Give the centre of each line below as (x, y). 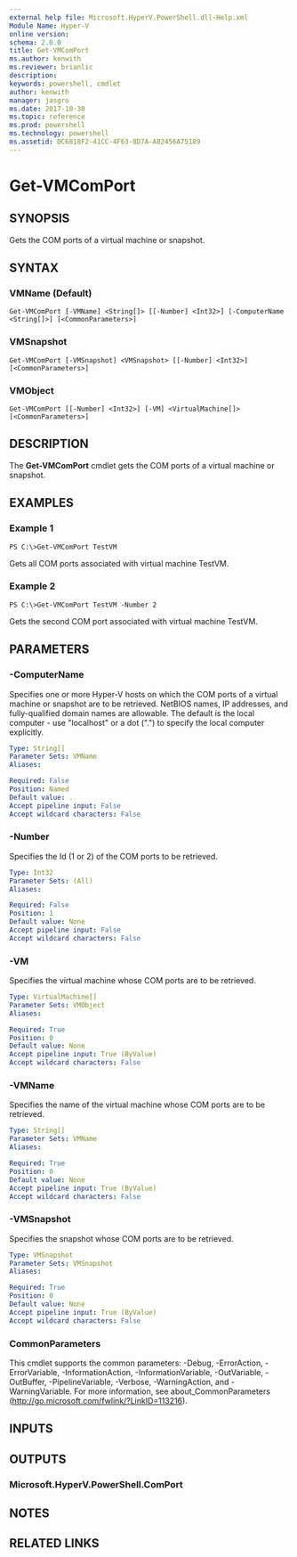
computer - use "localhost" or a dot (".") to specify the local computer (137, 722)
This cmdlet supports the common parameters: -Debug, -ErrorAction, (136, 1363)
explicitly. (27, 732)
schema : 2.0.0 (36, 42)
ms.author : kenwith (45, 59)
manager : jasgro (39, 100)
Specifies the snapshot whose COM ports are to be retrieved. (121, 1238)
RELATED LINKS (54, 1543)
